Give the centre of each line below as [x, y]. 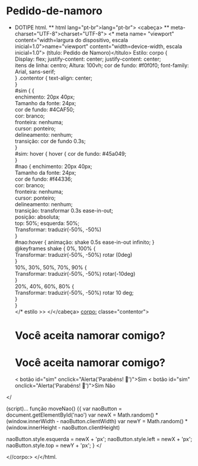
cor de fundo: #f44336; [44, 179]
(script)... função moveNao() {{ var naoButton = [64, 409]
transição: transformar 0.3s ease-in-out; [64, 210]
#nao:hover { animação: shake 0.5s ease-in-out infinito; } [84, 242]
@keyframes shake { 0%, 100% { [55, 248]
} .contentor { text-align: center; [54, 78]
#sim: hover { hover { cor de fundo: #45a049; [71, 153]
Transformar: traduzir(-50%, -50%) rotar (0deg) [74, 254]
